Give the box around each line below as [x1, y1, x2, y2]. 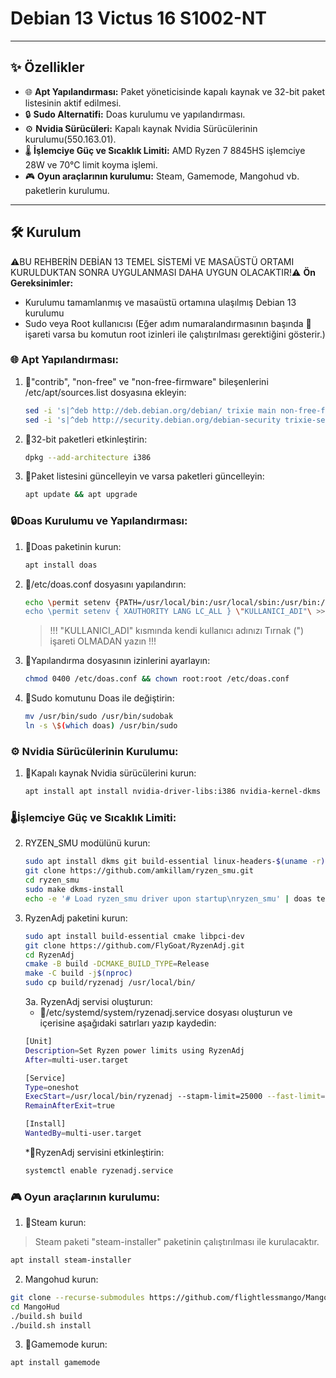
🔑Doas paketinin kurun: [24, 540, 122, 552]
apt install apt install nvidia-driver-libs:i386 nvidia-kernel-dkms [24, 787, 322, 797]
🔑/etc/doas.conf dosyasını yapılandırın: [24, 578, 187, 590]
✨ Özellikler [10, 59, 85, 76]
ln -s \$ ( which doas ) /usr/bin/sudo [24, 721, 178, 731]
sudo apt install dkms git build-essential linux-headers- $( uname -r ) [24, 857, 326, 867]
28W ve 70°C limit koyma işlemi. [24, 158, 158, 171]
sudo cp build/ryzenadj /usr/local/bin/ [24, 978, 196, 988]
